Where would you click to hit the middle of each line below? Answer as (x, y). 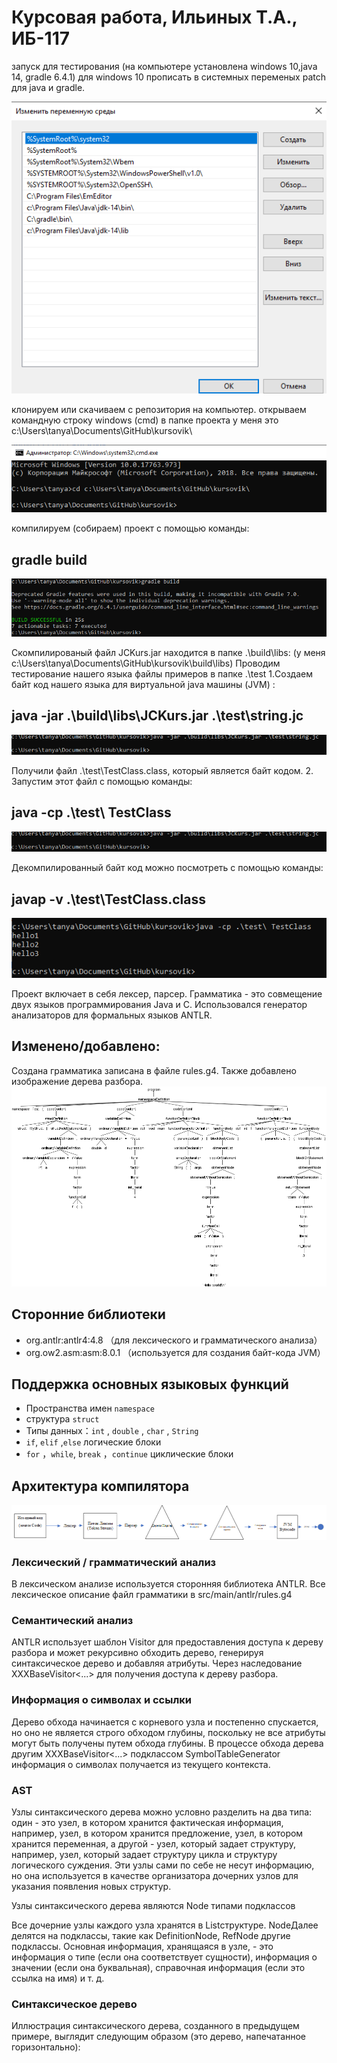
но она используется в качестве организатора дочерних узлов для (155, 1875)
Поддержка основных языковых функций (150, 1384)
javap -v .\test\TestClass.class (109, 899)
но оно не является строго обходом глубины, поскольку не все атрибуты (168, 1732)
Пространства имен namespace (90, 1408)
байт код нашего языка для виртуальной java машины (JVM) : (143, 684)
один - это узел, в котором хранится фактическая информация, (147, 1822)
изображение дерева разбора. (77, 1081)
